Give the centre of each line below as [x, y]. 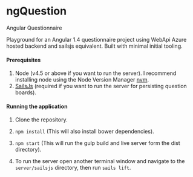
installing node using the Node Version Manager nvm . [82, 80]
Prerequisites [24, 60]
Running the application [37, 106]
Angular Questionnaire [34, 28]
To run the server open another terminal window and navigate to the [100, 161]
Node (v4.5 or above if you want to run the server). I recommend [96, 73]
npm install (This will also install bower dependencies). [84, 132]
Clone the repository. [41, 120]
